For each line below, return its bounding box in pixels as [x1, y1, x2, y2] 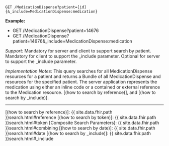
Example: [5, 18, 26, 23]
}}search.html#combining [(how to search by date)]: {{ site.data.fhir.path [5, 125, 156, 131]
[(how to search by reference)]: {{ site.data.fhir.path [5, 109, 113, 115]
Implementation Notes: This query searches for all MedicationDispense [5, 68, 152, 74]
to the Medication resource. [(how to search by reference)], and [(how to [5, 89, 156, 95]
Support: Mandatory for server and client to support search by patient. [5, 48, 151, 53]
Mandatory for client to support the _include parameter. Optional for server [5, 53, 160, 59]
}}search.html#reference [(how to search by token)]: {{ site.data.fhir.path [5, 114, 156, 120]
